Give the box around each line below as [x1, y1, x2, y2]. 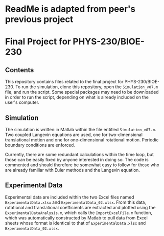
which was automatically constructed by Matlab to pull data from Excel [5, 215, 148, 220]
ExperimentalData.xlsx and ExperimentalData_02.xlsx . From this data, [5, 199, 146, 205]
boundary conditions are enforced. [5, 142, 75, 148]
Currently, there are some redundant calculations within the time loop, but [5, 152, 154, 157]
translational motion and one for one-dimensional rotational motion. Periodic [5, 137, 159, 142]
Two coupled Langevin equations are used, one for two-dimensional [5, 132, 143, 138]
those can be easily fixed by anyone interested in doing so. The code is [5, 157, 149, 162]
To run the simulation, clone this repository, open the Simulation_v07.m [15, 84, 158, 90]
